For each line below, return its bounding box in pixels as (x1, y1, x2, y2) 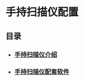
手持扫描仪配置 (5, 5, 79, 19)
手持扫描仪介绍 (14, 50, 58, 58)
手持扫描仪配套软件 (14, 68, 70, 76)
